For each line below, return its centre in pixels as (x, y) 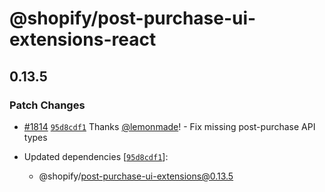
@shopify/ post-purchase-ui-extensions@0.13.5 (136, 176)
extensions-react (83, 39)
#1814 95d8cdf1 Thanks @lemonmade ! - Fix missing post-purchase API (169, 126)
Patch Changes (47, 105)
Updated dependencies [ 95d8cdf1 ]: (96, 156)
